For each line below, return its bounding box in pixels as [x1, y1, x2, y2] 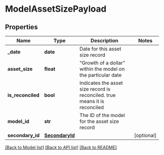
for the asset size [80, 118, 119, 125]
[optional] [134, 132, 157, 138]
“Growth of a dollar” [80, 59, 125, 66]
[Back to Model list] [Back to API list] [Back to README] [5, 145, 117, 150]
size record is [80, 86, 111, 92]
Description [90, 38, 119, 44]
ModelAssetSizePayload [5, 3, 106, 15]
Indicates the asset [80, 79, 123, 86]
